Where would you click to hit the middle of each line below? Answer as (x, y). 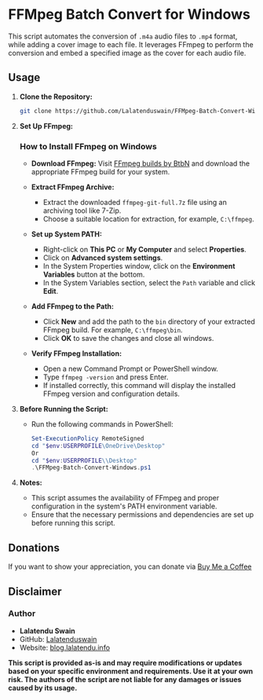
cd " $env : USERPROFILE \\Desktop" (84, 460)
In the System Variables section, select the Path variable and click (149, 282)
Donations (34, 548)
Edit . (51, 291)
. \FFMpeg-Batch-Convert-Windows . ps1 (91, 468)
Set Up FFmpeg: (46, 126)
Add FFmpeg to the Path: (72, 306)
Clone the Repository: (56, 97)
